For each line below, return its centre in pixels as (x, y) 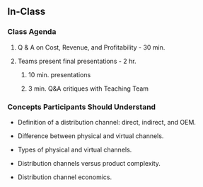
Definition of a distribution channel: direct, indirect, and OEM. (107, 122)
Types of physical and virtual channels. (75, 149)
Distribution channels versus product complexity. (89, 163)
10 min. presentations (59, 74)
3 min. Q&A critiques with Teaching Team (88, 89)
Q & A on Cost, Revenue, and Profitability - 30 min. (91, 47)
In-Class (27, 12)
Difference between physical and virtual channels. (91, 136)
